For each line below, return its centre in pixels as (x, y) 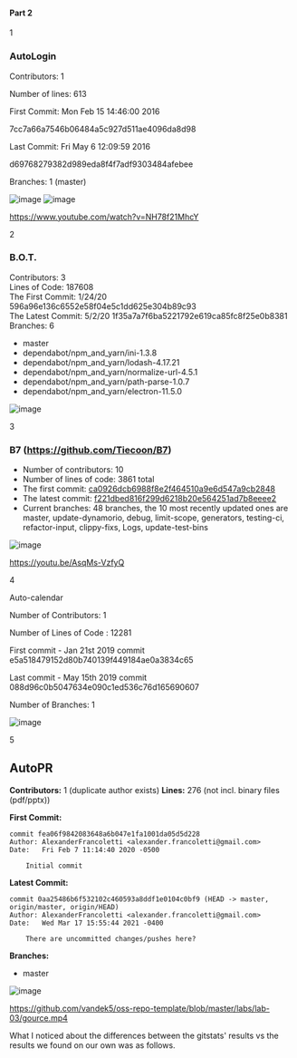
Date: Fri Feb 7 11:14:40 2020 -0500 (85, 849)
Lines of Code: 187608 (52, 286)
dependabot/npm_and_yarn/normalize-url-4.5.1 (110, 372)
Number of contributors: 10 (73, 470)
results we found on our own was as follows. (92, 1045)
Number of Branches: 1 (52, 705)
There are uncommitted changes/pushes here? (111, 938)
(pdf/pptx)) (30, 800)
